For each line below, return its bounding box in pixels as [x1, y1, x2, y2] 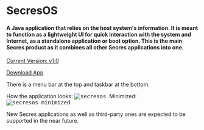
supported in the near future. [6, 117, 79, 125]
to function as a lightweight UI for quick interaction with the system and [6, 31, 192, 38]
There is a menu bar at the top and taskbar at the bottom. [6, 81, 150, 88]
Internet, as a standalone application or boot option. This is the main [6, 37, 183, 45]
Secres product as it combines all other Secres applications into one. [6, 43, 184, 51]
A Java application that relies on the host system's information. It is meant [6, 24, 199, 31]
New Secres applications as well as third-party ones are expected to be [6, 110, 186, 118]
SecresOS [6, 4, 58, 18]
